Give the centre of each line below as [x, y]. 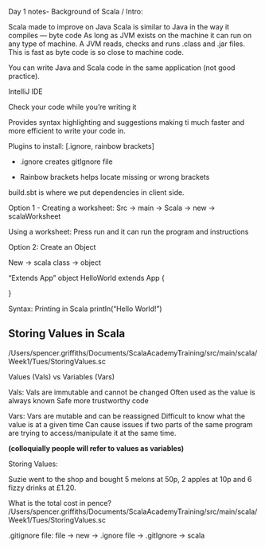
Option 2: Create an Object [52, 247]
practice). [24, 76]
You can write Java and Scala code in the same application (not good [122, 68]
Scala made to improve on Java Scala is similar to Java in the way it [119, 27]
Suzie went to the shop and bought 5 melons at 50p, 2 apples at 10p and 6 [130, 479]
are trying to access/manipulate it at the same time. [92, 433]
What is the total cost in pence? [60, 503]
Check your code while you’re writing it [72, 107]
